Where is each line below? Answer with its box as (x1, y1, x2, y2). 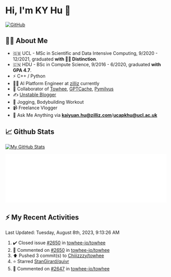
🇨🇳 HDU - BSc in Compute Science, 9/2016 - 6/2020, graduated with (12, 61, 161, 67)
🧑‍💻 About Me (5, 36, 48, 45)
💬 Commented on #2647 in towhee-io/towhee (12, 265, 110, 271)
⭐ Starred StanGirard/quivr (12, 258, 70, 264)
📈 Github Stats (5, 128, 55, 136)
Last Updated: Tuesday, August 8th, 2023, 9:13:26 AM (5, 229, 120, 235)
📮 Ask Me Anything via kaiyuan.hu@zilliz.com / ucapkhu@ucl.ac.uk (12, 112, 158, 118)
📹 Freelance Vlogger (12, 105, 58, 111)
